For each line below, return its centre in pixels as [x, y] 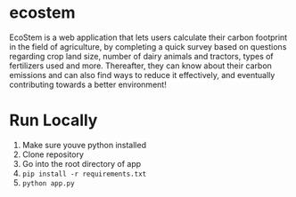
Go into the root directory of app [82, 163]
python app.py [48, 183]
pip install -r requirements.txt [84, 174]
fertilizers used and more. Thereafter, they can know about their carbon [140, 66]
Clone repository [53, 154]
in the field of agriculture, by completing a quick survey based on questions [148, 46]
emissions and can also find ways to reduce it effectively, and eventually [142, 75]
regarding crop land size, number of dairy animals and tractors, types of [141, 56]
